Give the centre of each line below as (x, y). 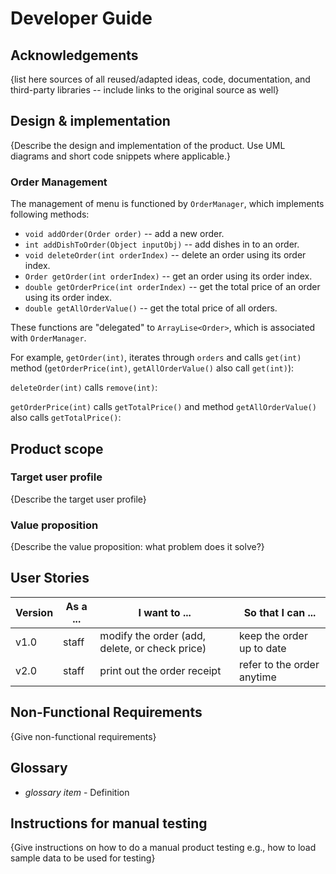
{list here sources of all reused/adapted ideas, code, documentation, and (160, 79)
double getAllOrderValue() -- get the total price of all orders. (151, 308)
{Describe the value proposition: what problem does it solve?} (137, 547)
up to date (262, 648)
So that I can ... (280, 612)
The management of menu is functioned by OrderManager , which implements (167, 204)
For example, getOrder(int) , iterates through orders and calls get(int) (156, 358)
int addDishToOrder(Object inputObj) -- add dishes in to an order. (162, 244)
